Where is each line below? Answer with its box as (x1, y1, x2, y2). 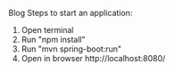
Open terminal (21, 25, 74, 35)
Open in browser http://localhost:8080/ (21, 53, 166, 63)
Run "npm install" (21, 35, 86, 44)
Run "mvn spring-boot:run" (21, 44, 122, 54)
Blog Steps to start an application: (8, 8, 133, 18)
